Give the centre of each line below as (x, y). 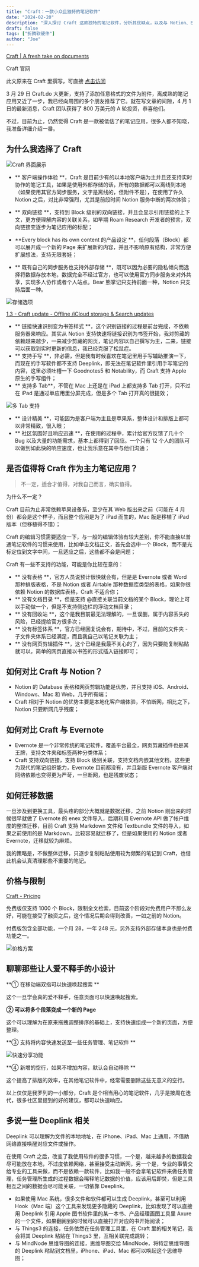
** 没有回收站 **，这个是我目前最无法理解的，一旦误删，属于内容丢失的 (102, 614)
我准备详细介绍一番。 (32, 129)
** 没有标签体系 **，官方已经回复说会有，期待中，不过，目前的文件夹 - (101, 629)
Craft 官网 (18, 68)
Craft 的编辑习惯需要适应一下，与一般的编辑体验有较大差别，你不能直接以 (96, 537)
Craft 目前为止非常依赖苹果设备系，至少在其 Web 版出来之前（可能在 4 (92, 509)
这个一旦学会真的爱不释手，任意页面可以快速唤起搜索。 (73, 997)
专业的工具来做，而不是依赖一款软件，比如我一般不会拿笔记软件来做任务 (99, 1171)
